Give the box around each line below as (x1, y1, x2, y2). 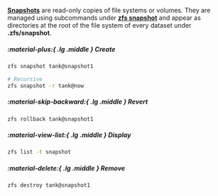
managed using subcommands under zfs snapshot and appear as (7, 13, 201, 22)
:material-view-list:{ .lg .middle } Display (7, 131, 131, 139)
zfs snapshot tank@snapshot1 (7, 62, 94, 70)
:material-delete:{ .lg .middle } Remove (7, 163, 126, 173)
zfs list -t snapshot (7, 148, 72, 156)
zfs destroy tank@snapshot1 (7, 182, 91, 189)
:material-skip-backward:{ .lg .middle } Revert (7, 97, 148, 106)
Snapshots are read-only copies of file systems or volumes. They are (7, 6, 211, 14)
